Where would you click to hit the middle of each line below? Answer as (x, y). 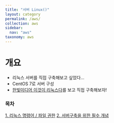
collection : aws (22, 23)
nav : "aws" (21, 32)
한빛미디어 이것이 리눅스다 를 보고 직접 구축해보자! (59, 90)
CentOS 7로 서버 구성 (33, 84)
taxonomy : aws (20, 37)
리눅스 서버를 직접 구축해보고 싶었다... (48, 77)
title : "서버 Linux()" (27, 10)
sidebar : (14, 28)
